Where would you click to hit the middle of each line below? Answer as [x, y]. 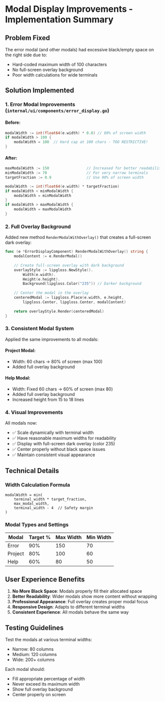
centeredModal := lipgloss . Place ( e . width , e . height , [69, 298]
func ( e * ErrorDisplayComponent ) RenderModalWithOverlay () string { [77, 252]
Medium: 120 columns [35, 654]
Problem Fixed [27, 38]
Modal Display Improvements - [69, 9]
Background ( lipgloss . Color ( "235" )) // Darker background [82, 284]
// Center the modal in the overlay [52, 293]
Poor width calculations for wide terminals [55, 75]
